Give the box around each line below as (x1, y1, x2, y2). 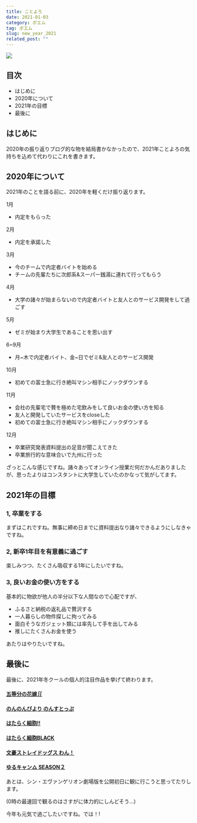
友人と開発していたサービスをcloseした (14, 411, 111, 418)
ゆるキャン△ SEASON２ (6, 763, 66, 771)
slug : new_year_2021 (6, 31, 57, 37)
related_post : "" (6, 36, 49, 42)
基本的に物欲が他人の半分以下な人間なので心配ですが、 (6, 593, 140, 600)
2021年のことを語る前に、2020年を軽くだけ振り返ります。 (6, 188, 149, 196)
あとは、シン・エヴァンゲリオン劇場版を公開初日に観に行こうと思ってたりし (6, 778, 192, 785)
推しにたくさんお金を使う (14, 627, 77, 635)
